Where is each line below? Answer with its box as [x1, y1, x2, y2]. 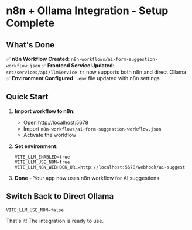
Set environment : [14, 142, 58, 150]
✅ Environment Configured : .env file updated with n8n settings [6, 75, 160, 81]
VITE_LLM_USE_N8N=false [6, 207, 64, 213]
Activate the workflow [23, 131, 77, 138]
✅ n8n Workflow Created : [6, 56, 70, 62]
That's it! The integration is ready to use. [6, 217, 104, 224]
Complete [6, 16, 55, 30]
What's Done [6, 40, 55, 50]
